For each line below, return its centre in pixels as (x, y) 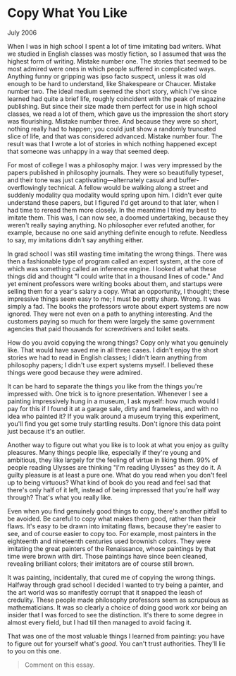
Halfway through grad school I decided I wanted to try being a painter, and (116, 585)
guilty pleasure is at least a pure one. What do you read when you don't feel (117, 475)
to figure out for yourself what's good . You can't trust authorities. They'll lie (116, 644)
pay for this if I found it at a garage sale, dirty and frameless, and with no (113, 408)
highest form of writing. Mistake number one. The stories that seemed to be (117, 61)
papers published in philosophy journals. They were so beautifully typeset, (116, 172)
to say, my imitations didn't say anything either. (75, 240)
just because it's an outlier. (46, 431)
